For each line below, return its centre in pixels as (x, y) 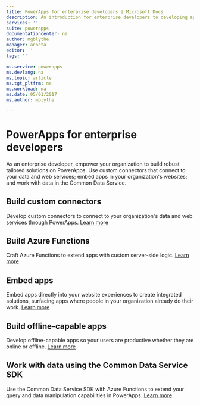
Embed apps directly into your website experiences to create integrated (94, 295)
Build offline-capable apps (57, 326)
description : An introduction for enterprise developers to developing (97, 17)
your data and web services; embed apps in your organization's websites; (97, 176)
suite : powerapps (28, 28)
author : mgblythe (28, 39)
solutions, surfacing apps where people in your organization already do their (100, 301)
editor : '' (20, 51)
